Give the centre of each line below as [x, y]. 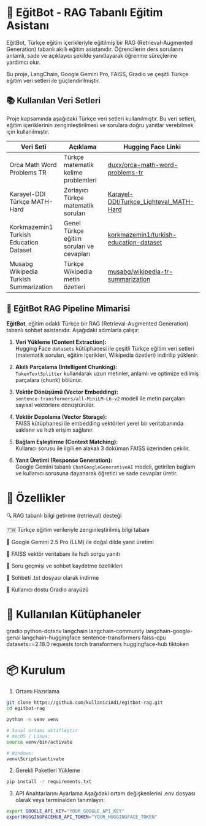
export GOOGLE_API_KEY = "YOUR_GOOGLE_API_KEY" [65, 811]
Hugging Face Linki [152, 147]
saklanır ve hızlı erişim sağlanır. [54, 430]
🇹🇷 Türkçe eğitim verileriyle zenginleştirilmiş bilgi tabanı [78, 529]
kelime [73, 173]
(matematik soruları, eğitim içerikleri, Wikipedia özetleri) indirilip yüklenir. [107, 355]
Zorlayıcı [76, 190]
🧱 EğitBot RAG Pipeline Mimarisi [68, 309]
